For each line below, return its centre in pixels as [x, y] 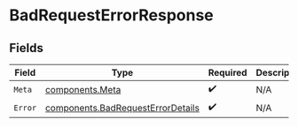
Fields [27, 48]
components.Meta [83, 89]
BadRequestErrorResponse [112, 15]
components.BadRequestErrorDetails [122, 108]
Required [227, 73]
